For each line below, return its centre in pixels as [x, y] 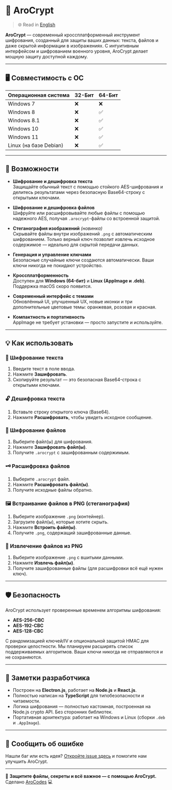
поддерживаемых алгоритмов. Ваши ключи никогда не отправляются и [84, 651]
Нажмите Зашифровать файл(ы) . [50, 447]
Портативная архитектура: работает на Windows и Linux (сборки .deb [89, 717]
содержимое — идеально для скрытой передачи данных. [76, 245]
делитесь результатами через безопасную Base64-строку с [79, 192]
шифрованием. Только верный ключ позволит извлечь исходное [84, 239]
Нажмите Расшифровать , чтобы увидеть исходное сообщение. [82, 417]
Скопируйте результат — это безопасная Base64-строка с [77, 380]
